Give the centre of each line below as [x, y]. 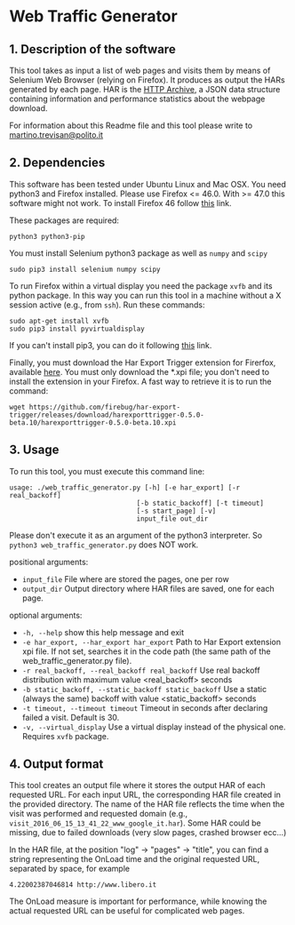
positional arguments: [49, 562]
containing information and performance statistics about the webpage [137, 99]
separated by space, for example [70, 869]
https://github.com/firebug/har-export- [104, 407]
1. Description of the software [92, 49]
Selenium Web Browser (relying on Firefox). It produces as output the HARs [147, 80]
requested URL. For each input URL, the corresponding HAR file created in [145, 795]
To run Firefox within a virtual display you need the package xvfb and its [141, 285]
